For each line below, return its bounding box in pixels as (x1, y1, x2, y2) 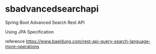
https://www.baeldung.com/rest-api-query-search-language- (26, 38, 151, 44)
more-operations (5, 43, 39, 49)
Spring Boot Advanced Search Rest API (5, 19, 85, 25)
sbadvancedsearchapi (5, 3, 99, 15)
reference (5, 38, 25, 44)
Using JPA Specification (5, 29, 54, 35)
